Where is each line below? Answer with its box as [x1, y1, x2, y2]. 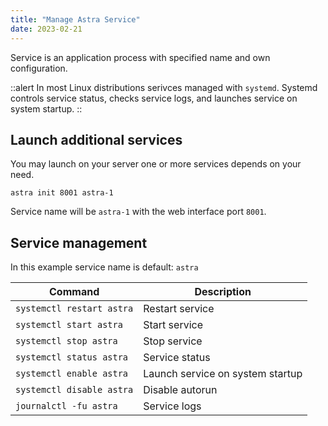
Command [49, 285, 100, 299]
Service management [10, 234, 148, 251]
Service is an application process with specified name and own [10, 51, 271, 63]
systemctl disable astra [15, 384, 134, 396]
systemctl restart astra [15, 303, 134, 315]
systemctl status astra [15, 352, 129, 363]
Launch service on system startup [143, 367, 303, 381]
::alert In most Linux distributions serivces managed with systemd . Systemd [10, 81, 318, 93]
